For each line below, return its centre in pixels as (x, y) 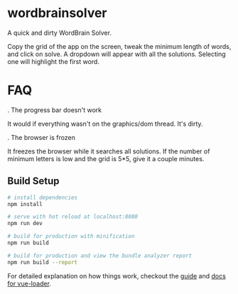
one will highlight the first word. (53, 61)
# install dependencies (43, 197)
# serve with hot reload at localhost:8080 (73, 217)
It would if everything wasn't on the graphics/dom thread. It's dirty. (106, 124)
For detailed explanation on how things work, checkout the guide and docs (117, 276)
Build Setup (33, 181)
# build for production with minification (71, 236)
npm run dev (25, 224)
